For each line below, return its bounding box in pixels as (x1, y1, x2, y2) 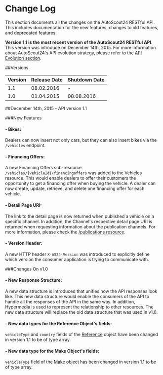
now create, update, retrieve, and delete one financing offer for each (5, 186, 145, 191)
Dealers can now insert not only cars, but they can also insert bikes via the (5, 137, 157, 143)
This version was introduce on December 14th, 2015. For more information (5, 44, 156, 50)
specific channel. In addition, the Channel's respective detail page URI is (5, 218, 153, 225)
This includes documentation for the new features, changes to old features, (5, 24, 159, 30)
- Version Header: (5, 240, 43, 246)
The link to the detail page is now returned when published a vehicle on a (5, 213, 154, 219)
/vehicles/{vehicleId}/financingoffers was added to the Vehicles (5, 170, 142, 176)
